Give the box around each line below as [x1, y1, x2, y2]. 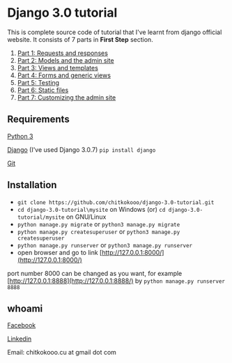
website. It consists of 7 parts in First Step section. [7, 35, 153, 43]
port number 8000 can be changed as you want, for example [7, 269, 183, 277]
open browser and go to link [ [17, 248, 102, 256]
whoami [7, 302, 43, 314]
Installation [7, 179, 57, 191]
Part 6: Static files [17, 86, 69, 94]
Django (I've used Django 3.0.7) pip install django [7, 145, 156, 154]
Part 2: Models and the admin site [17, 56, 114, 64]
